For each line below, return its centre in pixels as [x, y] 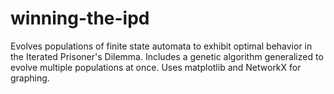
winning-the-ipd [80, 18]
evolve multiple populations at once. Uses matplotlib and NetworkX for [156, 67]
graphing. [30, 78]
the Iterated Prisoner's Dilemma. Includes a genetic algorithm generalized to [167, 56]
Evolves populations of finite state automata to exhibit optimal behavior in [161, 46]
